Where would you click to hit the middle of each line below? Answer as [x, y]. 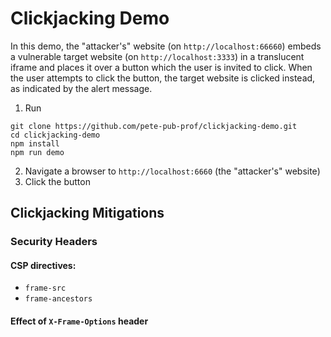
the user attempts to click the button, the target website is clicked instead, [163, 78]
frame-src [45, 288]
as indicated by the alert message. [81, 88]
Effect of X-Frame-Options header [79, 321]
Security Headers [54, 242]
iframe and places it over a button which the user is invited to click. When [161, 67]
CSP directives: [43, 265]
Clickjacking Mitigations [87, 213]
